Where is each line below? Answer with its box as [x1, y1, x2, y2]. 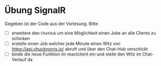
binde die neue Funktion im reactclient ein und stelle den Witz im [11, 51, 142, 57]
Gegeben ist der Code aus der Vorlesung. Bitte [4, 21, 98, 26]
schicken [11, 36, 30, 41]
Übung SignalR [4, 5, 66, 16]
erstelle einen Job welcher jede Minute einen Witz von [11, 41, 121, 46]
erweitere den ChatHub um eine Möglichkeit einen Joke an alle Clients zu [11, 30, 156, 36]
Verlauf [11, 57, 27, 63]
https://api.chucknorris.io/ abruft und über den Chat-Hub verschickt [11, 46, 148, 52]
